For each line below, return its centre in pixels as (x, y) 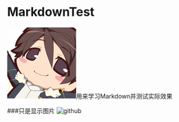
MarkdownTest (51, 12)
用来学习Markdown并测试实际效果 (124, 96)
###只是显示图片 (31, 110)
